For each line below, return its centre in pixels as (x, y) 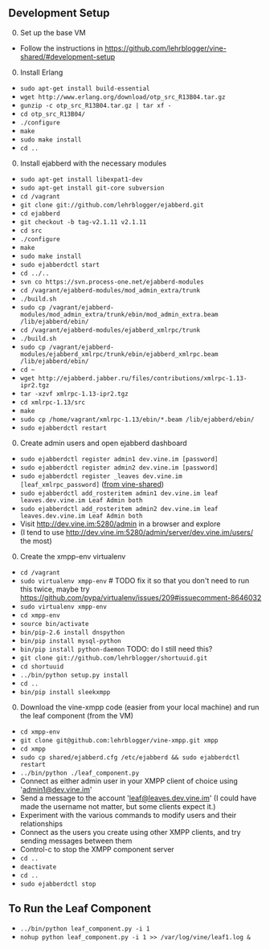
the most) (36, 541)
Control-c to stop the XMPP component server (97, 849)
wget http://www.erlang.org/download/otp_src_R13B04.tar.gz (123, 97)
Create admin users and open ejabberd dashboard (103, 443)
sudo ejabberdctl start (60, 264)
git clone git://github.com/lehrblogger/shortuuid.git (114, 658)
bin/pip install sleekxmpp (65, 692)
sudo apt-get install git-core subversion (92, 188)
